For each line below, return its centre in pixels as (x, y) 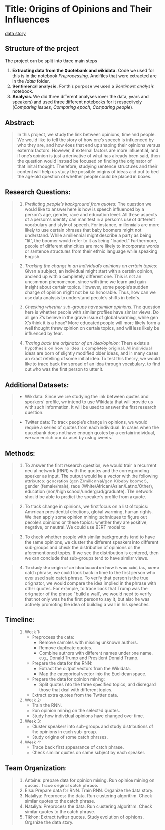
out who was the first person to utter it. (64, 369)
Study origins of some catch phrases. (70, 737)
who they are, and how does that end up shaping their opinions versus (89, 145)
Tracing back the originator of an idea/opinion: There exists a (87, 343)
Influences (28, 20)
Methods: (20, 453)
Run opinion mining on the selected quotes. (76, 710)
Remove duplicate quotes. (66, 647)
